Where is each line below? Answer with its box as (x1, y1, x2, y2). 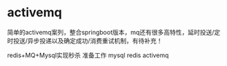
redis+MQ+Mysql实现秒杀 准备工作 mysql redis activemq (7, 51, 169, 59)
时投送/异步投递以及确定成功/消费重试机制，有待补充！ (7, 36, 164, 45)
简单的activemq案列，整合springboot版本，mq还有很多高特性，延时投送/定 (7, 28, 221, 36)
